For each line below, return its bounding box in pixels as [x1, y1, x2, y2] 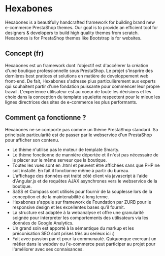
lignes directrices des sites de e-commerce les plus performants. [5, 99, 138, 105]
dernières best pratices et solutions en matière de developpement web [5, 73, 149, 79]
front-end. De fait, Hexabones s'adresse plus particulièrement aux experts [5, 78, 156, 84]
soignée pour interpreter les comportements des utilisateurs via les [12, 215, 149, 220]
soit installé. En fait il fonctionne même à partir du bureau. [12, 167, 130, 173]
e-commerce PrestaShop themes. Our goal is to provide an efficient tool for [5, 24, 159, 30]
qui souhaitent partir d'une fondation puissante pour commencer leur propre [5, 83, 160, 89]
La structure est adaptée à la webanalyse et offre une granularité [12, 209, 144, 215]
